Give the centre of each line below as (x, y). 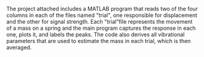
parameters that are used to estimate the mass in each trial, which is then (99, 41)
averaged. (19, 47)
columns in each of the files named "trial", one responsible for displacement (102, 15)
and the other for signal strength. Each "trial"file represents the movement (100, 22)
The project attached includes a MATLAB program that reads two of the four (102, 9)
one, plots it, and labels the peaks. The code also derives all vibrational (96, 35)
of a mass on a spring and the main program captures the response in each (101, 28)
